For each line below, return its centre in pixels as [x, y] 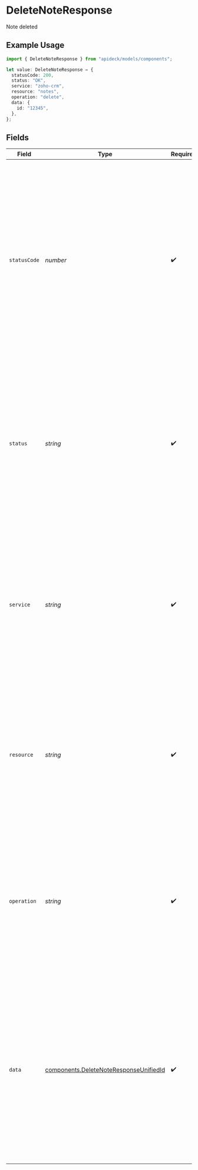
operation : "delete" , [38, 97]
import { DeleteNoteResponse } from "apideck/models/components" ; [89, 59]
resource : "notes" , [35, 92]
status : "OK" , [29, 80]
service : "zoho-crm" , [38, 86]
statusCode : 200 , [33, 75]
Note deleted [22, 27]
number [56, 260]
